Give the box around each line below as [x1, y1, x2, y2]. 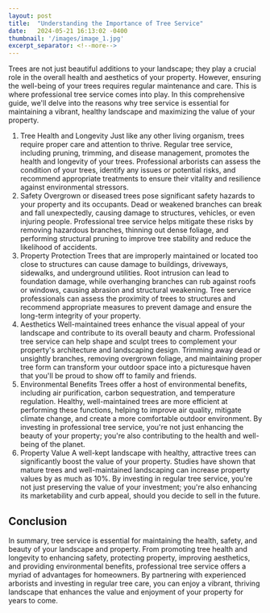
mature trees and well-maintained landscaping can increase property [19, 465, 250, 475]
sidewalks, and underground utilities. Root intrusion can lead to [19, 268, 230, 278]
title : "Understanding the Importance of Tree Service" [8, 19, 204, 27]
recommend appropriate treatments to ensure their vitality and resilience [19, 174, 261, 184]
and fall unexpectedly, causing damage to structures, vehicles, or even [19, 208, 255, 218]
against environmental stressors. [19, 182, 129, 192]
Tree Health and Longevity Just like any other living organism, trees [19, 131, 245, 141]
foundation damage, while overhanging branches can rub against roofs [19, 277, 256, 286]
